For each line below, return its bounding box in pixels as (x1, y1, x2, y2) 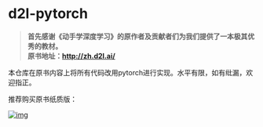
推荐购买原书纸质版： (8, 94, 77, 103)
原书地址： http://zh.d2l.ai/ (27, 51, 115, 60)
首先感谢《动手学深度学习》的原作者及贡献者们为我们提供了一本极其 (27, 31, 248, 41)
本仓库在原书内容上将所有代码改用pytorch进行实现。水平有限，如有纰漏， (8, 67, 247, 77)
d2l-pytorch (8, 5, 89, 23)
